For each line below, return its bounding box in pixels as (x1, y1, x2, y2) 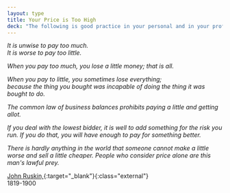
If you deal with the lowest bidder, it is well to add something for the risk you (7, 124, 222, 132)
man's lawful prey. (7, 159, 60, 167)
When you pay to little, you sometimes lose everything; (7, 75, 162, 83)
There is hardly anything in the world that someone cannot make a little (7, 144, 209, 153)
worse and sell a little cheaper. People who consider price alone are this (7, 151, 211, 159)
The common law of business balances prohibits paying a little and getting (7, 103, 219, 112)
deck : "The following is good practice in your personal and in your (7, 23, 210, 29)
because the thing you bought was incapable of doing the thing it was (7, 83, 205, 91)
